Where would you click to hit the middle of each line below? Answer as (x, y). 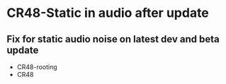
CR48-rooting (37, 67)
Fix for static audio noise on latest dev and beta (113, 39)
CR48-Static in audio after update (108, 13)
